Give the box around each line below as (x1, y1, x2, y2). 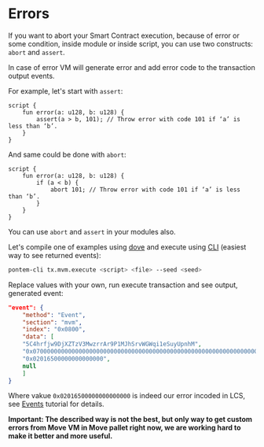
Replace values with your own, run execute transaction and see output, (8, 280, 238, 290)
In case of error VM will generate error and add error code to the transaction (8, 62, 255, 72)
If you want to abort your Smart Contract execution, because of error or (8, 31, 240, 40)
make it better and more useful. (8, 431, 113, 441)
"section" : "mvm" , (22, 318, 82, 327)
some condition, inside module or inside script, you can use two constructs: (8, 39, 254, 48)
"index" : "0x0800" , (22, 326, 86, 334)
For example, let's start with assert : (8, 86, 123, 95)
